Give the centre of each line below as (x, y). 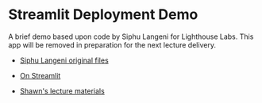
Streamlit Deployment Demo (103, 15)
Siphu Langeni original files (64, 60)
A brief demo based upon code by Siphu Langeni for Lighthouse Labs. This (131, 36)
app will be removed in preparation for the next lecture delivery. (112, 44)
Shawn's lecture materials (62, 91)
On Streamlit (40, 75)
